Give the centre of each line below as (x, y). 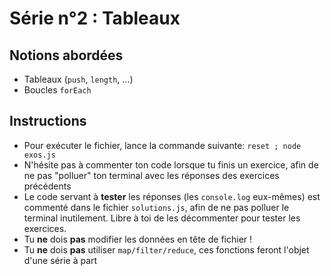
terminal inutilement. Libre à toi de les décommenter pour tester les (162, 218)
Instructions (48, 121)
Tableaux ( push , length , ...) (78, 79)
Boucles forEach (57, 90)
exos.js (39, 155)
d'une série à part (60, 260)
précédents (47, 186)
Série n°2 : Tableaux (95, 18)
